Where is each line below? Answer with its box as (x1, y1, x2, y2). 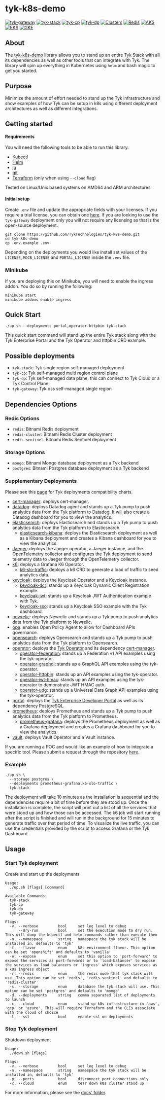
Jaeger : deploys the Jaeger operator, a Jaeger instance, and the (12, 545, 143, 551)
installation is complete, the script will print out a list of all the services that (5, 804, 157, 810)
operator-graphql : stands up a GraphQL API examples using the (19, 661, 149, 667)
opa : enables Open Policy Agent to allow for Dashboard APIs (12, 624, 135, 630)
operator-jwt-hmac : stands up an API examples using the (19, 676, 135, 682)
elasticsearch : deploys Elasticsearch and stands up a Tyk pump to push (12, 519, 158, 525)
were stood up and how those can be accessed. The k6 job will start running (5, 810, 161, 816)
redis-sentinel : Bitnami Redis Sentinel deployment (12, 436, 117, 442)
